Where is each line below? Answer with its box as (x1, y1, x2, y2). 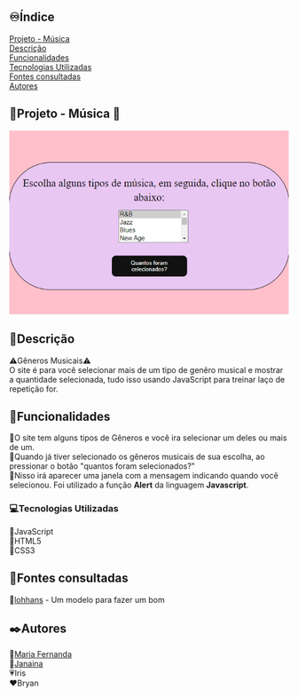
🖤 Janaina (9, 659, 43, 669)
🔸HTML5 (9, 535, 42, 546)
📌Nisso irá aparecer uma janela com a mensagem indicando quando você (9, 471, 279, 481)
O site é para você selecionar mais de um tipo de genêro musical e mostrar (9, 364, 284, 375)
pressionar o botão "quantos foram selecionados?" (9, 461, 195, 471)
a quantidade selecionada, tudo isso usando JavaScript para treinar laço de (9, 374, 286, 384)
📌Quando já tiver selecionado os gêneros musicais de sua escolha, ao (9, 451, 265, 463)
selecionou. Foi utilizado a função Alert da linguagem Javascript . (9, 479, 249, 490)
